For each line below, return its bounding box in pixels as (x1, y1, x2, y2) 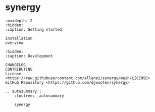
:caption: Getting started (5, 27, 62, 32)
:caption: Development (5, 53, 53, 59)
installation (5, 36, 33, 41)
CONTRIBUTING (5, 67, 33, 72)
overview (5, 40, 24, 45)
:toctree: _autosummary (14, 93, 65, 98)
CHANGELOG (5, 62, 26, 67)
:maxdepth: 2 (5, 18, 33, 23)
